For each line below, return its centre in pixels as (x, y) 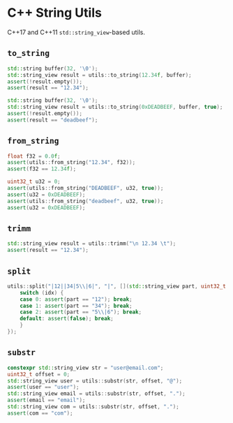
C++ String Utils (55, 13)
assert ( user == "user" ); (43, 387)
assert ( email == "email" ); (46, 400)
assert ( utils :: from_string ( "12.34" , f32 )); (72, 163)
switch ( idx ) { (42, 292)
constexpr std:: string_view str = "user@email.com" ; (85, 368)
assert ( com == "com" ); (40, 413)
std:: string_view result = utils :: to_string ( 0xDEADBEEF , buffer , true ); (115, 107)
